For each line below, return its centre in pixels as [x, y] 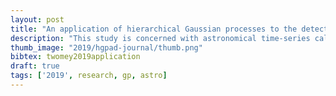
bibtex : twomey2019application [75, 57]
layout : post [37, 19]
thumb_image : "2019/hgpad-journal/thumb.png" [106, 47]
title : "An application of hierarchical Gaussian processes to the [154, 29]
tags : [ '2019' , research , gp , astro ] [89, 76]
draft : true [35, 66]
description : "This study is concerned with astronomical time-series [160, 38]
